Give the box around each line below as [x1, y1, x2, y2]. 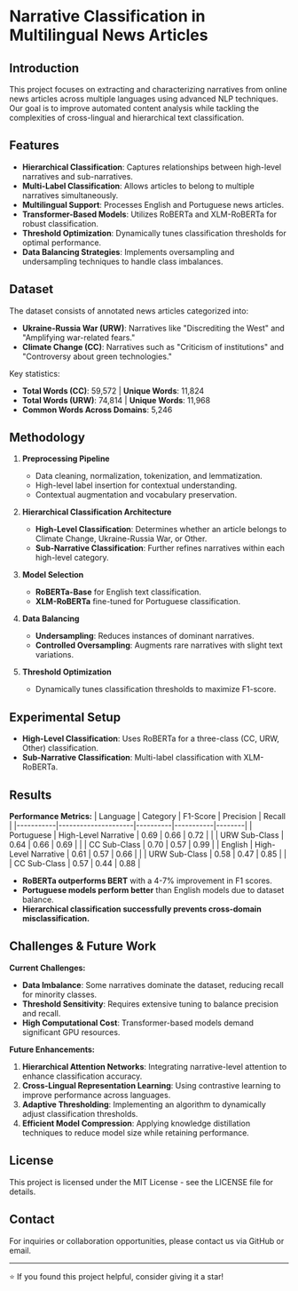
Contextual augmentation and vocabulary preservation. [35, 490, 238, 500]
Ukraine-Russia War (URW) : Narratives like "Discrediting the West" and [21, 323, 286, 333]
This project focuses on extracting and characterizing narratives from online [9, 84, 288, 94]
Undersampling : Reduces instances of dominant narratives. [35, 631, 255, 642]
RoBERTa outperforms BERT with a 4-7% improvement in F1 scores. [21, 875, 273, 886]
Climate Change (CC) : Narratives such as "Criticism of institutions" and [21, 341, 285, 352]
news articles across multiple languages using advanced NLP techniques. [9, 93, 278, 104]
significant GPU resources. [21, 1026, 121, 1037]
